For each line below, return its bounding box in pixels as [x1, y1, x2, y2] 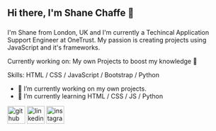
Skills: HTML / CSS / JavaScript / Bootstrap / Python [7, 71, 159, 79]
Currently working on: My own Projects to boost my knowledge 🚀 [7, 57, 198, 66]
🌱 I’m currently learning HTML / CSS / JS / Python [17, 92, 164, 101]
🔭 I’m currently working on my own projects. [17, 84, 147, 93]
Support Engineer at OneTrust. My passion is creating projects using [7, 36, 207, 45]
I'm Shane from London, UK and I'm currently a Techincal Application [7, 28, 210, 37]
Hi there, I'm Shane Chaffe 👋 [7, 7, 135, 19]
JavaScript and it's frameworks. [7, 43, 101, 52]
